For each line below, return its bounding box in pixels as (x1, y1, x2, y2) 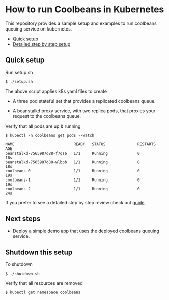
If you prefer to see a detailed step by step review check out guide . (5, 199, 146, 205)
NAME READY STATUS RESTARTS (5, 141, 156, 147)
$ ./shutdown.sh (5, 271, 40, 277)
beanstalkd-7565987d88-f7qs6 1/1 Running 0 (5, 151, 140, 156)
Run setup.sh (5, 69, 33, 75)
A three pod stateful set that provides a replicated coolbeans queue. (12, 98, 156, 104)
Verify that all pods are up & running (5, 123, 81, 129)
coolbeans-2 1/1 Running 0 (5, 186, 140, 191)
